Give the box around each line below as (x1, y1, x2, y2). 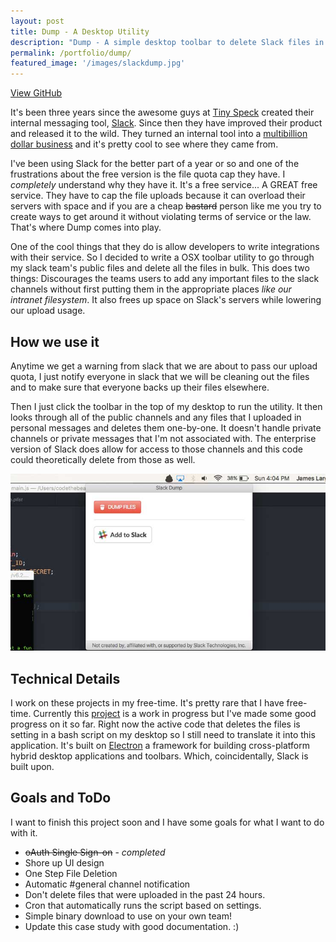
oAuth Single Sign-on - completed (24, 846, 166, 858)
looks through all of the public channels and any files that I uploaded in (10, 411, 302, 423)
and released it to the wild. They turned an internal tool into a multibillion (10, 128, 308, 140)
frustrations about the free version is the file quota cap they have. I (10, 168, 286, 180)
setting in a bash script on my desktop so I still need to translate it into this (10, 729, 316, 741)
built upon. (10, 761, 55, 773)
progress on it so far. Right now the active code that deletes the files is (10, 718, 301, 730)
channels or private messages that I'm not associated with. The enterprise (10, 432, 317, 444)
